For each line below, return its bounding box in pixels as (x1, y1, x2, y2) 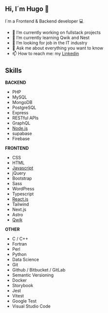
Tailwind (12, 201, 29, 207)
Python (12, 251, 27, 257)
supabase (12, 130, 33, 136)
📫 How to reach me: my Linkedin (12, 50, 79, 56)
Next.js (12, 206, 27, 212)
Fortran (12, 241, 27, 247)
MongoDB (12, 99, 33, 105)
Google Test (12, 298, 37, 304)
